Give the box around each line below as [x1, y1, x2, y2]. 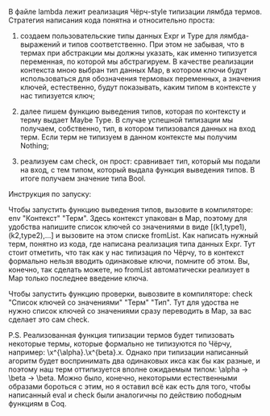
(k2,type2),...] [8, 231, 54, 240]
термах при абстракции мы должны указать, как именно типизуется [19, 48, 258, 57]
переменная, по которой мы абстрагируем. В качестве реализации [19, 56, 254, 66]
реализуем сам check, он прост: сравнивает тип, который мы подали [19, 156, 260, 166]
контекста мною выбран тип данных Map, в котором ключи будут [19, 65, 247, 75]
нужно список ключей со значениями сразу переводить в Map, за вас [8, 306, 252, 315]
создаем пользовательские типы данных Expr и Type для [19, 31, 218, 40]
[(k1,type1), [210, 222, 247, 231]
